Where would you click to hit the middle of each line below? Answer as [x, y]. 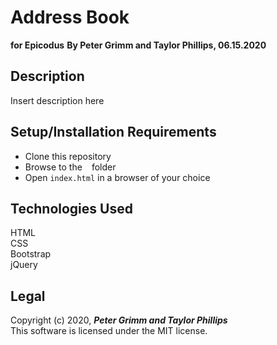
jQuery [24, 265]
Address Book [70, 17]
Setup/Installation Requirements [113, 132]
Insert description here [57, 100]
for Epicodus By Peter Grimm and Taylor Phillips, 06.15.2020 [138, 45]
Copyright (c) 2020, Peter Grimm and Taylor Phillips [119, 320]
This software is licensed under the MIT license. [109, 331]
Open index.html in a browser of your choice [117, 177]
